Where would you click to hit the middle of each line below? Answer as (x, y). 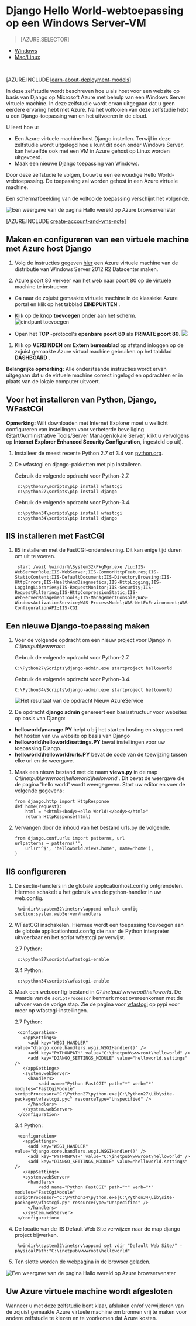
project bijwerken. (36, 1235)
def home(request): (38, 807)
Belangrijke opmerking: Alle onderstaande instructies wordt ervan (86, 369)
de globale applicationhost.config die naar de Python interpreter (92, 931)
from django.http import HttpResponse (62, 802)
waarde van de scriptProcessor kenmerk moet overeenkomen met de (99, 998)
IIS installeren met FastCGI (55, 536)
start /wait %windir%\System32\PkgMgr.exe (70, 567)
